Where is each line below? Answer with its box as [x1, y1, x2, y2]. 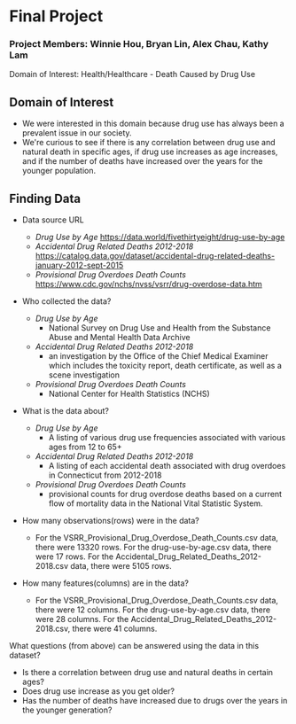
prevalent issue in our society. [21, 128, 132, 138]
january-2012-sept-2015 [35, 260, 124, 271]
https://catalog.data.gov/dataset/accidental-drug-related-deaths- [35, 251, 276, 261]
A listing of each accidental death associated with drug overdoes [48, 461, 286, 471]
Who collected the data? [21, 296, 112, 307]
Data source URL [21, 214, 84, 225]
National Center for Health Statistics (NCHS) [48, 388, 210, 400]
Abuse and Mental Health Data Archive [48, 332, 191, 343]
